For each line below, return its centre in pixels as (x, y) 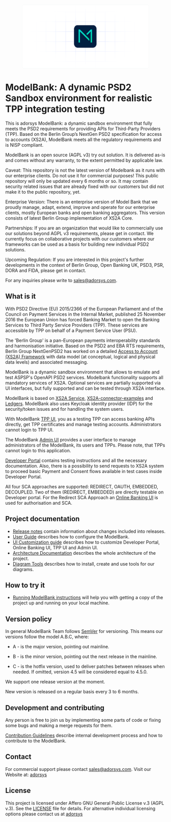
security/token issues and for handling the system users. (65, 409)
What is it (21, 297)
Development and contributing (55, 708)
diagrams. (23, 569)
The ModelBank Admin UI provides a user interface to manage (71, 439)
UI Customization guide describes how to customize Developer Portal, (86, 542)
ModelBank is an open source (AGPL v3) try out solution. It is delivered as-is (85, 155)
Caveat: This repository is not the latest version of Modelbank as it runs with (85, 170)
